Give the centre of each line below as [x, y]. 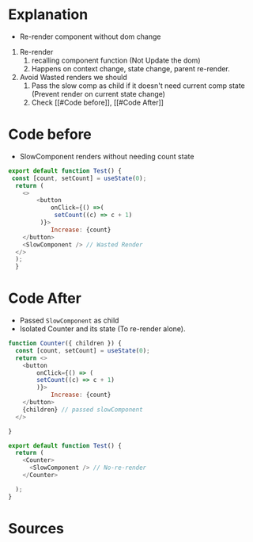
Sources [36, 528]
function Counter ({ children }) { [65, 344]
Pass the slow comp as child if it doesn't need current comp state [138, 86]
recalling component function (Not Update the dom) [116, 60]
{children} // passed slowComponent [83, 410]
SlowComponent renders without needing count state [107, 156]
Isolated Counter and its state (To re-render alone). [102, 329]
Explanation [48, 15]
